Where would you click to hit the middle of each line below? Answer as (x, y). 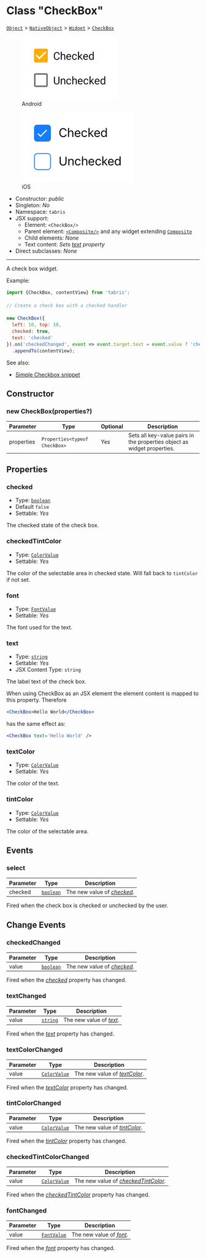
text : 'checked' (32, 338)
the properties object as (158, 442)
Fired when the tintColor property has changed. (67, 1141)
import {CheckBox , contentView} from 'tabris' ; (68, 293)
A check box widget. (32, 269)
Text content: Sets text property (65, 244)
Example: (18, 280)
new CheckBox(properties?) (49, 411)
